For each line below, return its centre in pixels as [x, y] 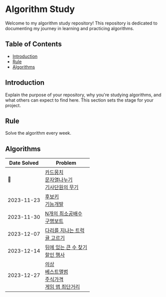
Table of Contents [34, 44]
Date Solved [24, 163]
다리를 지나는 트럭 [65, 230]
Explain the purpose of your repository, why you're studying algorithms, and [83, 95]
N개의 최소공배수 [64, 214]
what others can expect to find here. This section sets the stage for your [79, 100]
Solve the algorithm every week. [38, 133]
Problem [66, 163]
